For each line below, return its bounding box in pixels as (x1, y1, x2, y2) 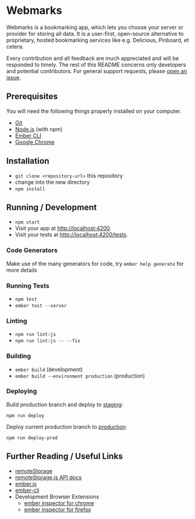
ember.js (14, 480, 37, 487)
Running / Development (6, 202, 97, 212)
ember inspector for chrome (24, 499, 95, 506)
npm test (14, 296, 37, 302)
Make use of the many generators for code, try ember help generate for (6, 260, 184, 267)
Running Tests (6, 282, 50, 290)
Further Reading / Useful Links (6, 451, 123, 462)
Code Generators (6, 246, 58, 254)
